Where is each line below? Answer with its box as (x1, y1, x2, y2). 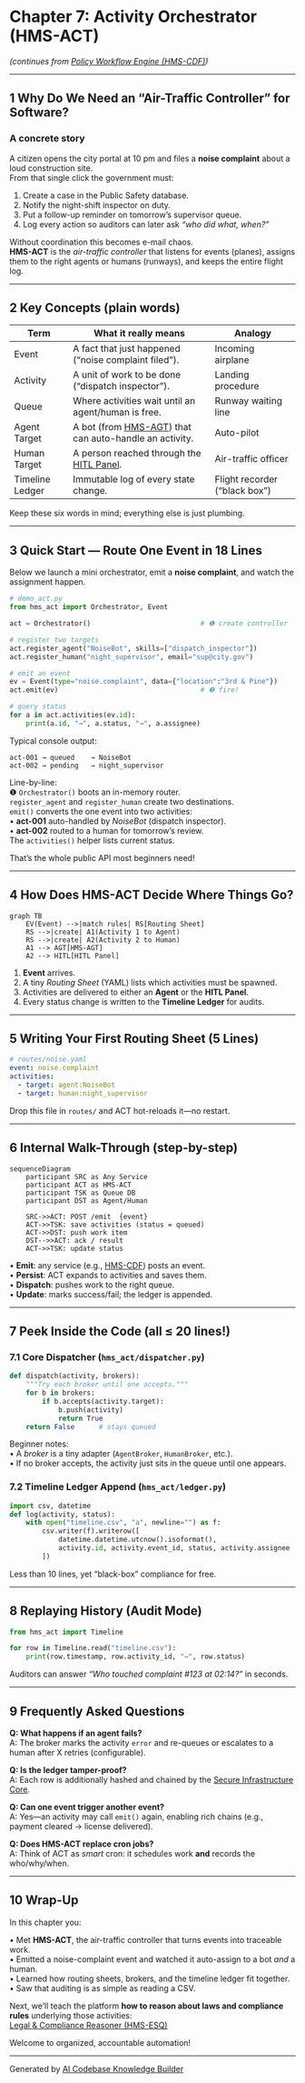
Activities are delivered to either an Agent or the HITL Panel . (22, 986, 250, 997)
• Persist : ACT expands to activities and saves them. (9, 1269, 207, 1280)
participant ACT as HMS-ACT (25, 1180, 132, 1189)
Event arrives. (22, 966, 75, 978)
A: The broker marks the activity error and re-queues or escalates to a (9, 1738, 274, 1748)
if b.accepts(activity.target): (42, 1397, 165, 1406)
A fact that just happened (72, 343, 181, 356)
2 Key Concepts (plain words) (9, 300, 181, 315)
